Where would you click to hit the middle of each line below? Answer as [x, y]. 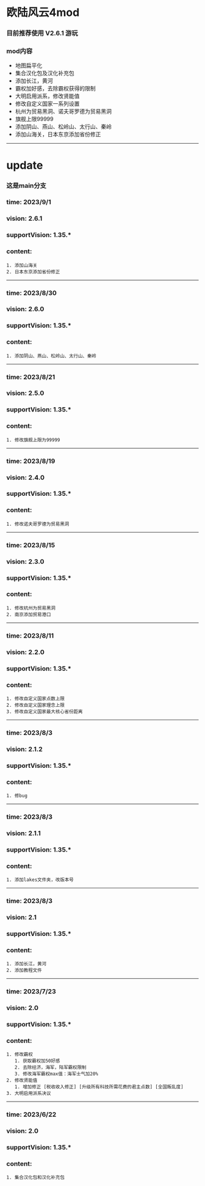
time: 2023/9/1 [29, 202]
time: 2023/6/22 [31, 1114]
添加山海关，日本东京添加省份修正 [58, 134]
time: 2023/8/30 [31, 293]
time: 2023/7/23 [31, 991]
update [25, 165]
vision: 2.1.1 [23, 833]
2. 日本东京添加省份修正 [33, 272]
